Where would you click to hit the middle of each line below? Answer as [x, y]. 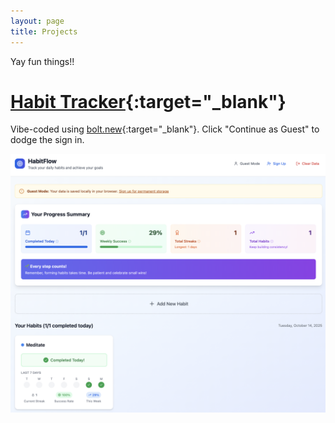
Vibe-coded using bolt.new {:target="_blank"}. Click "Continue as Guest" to [165, 129]
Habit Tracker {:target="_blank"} [148, 101]
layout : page [37, 21]
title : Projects [44, 31]
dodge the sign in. [47, 140]
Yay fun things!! [42, 61]
